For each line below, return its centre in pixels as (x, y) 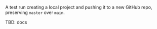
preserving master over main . (35, 12)
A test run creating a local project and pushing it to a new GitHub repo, (79, 7)
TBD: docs (16, 22)
